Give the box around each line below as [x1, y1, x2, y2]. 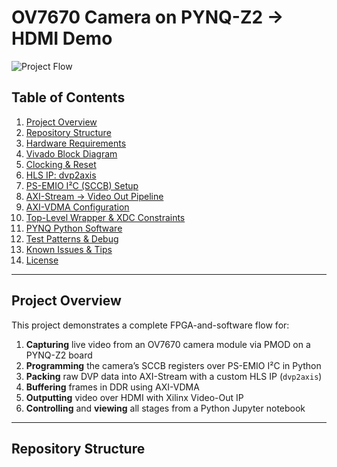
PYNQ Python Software [25, 222, 123, 234]
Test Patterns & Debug [25, 232, 119, 245]
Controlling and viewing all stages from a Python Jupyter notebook [25, 402, 306, 414]
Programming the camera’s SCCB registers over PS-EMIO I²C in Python [25, 359, 322, 371]
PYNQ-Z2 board [25, 349, 93, 361]
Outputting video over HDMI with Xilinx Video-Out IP [25, 391, 244, 403]
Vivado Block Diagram [25, 147, 118, 160]
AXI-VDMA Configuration [25, 201, 130, 213]
